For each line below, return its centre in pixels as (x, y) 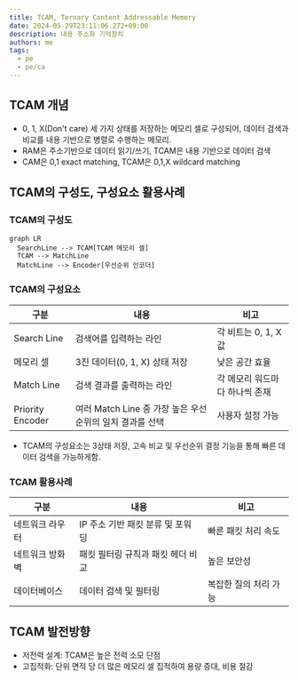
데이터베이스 (39, 590)
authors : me (31, 42)
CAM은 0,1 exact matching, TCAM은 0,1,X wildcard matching (131, 162)
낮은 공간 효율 (244, 362)
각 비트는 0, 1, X (249, 332)
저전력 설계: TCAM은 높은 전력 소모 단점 (91, 655)
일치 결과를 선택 (133, 421)
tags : (19, 51)
